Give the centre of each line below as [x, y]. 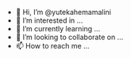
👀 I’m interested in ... [49, 20]
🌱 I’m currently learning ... [58, 29]
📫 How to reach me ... [52, 46]
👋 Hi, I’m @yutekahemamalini [63, 12]
